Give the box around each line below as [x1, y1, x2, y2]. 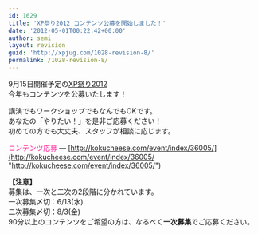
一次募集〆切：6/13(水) [8, 196, 84, 206]
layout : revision [8, 42, 66, 50]
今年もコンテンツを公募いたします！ [8, 89, 127, 98]
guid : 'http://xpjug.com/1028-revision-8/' [8, 49, 155, 57]
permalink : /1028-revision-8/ [8, 57, 109, 65]
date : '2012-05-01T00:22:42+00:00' [8, 26, 127, 34]
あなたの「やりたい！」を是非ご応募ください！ [8, 116, 162, 125]
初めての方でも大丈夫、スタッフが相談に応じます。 [8, 125, 175, 136]
